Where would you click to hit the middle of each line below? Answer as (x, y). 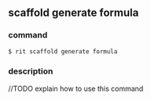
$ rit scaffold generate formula (63, 51)
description (31, 71)
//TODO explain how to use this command (76, 88)
